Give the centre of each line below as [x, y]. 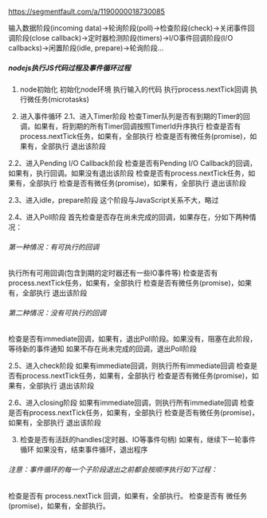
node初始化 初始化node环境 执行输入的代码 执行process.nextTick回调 [134, 89]
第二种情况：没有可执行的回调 [57, 312]
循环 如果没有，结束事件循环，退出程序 [84, 449]
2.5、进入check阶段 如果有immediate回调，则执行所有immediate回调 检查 [130, 366]
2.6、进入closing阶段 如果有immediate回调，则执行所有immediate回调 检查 [132, 403]
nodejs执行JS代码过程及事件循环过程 [70, 68]
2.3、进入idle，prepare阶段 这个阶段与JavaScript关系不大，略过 [114, 200]
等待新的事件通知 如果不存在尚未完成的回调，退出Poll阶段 [102, 349]
